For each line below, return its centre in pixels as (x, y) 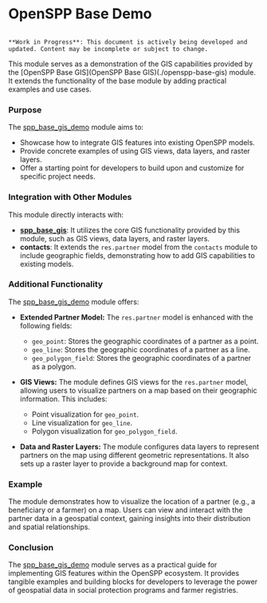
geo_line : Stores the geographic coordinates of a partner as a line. (141, 349)
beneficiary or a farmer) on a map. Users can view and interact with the (126, 510)
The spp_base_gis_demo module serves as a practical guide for (113, 565)
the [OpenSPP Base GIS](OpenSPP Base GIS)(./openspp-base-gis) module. (132, 72)
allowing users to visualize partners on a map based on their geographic (138, 390)
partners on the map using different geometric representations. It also (134, 455)
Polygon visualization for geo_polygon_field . (104, 431)
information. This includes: (63, 398)
